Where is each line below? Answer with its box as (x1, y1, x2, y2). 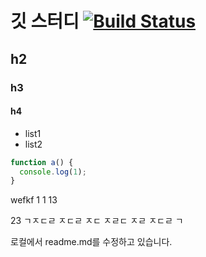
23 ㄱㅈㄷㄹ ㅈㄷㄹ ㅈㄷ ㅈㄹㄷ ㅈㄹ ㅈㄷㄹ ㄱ (10, 215, 184, 227)
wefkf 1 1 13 (10, 194, 58, 206)
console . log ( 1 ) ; (19, 167, 87, 177)
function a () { (10, 157, 74, 167)
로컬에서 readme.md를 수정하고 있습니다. (10, 236, 173, 248)
